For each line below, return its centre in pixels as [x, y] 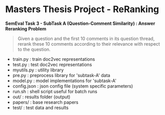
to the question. [34, 49]
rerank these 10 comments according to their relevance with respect [89, 44]
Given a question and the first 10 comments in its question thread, [86, 39]
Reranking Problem [26, 28]
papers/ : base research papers [45, 102]
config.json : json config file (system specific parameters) [73, 86]
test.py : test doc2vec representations [52, 64]
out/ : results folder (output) [42, 97]
